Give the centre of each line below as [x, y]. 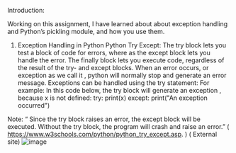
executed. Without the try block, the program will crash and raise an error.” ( [118, 126]
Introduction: [26, 10]
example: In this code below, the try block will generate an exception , [119, 90]
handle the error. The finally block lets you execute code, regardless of [121, 60]
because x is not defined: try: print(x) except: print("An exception [112, 98]
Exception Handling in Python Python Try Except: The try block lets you [122, 45]
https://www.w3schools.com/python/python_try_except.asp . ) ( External [112, 134]
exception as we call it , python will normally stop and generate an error [122, 75]
